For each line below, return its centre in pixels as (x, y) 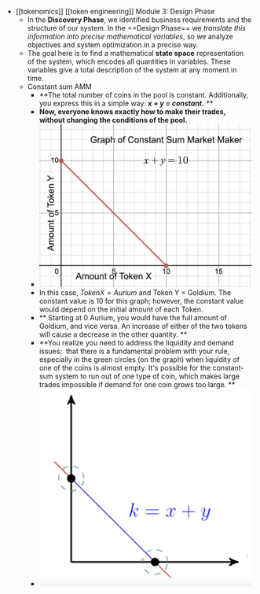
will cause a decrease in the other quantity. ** (113, 334)
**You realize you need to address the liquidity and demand (136, 343)
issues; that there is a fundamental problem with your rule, (134, 351)
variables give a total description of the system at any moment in (132, 70)
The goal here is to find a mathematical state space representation (135, 53)
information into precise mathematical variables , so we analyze (130, 36)
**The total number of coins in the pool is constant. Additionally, (144, 95)
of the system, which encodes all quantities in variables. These (129, 61)
